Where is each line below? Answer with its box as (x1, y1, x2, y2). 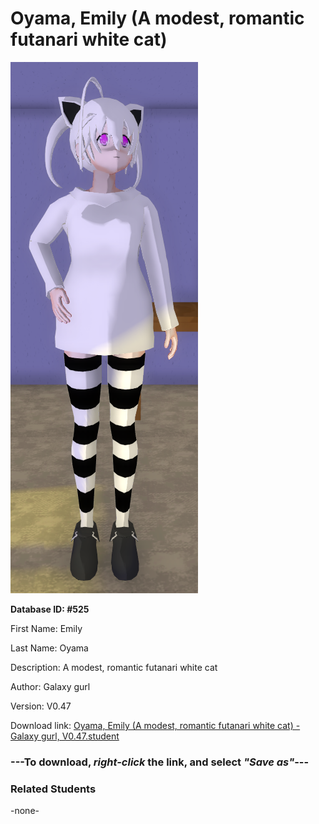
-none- (10, 805, 40, 817)
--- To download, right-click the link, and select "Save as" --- (10, 755, 310, 769)
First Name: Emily (10, 622, 83, 634)
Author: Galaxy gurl (10, 680, 91, 692)
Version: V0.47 (10, 700, 72, 712)
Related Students (10, 782, 97, 796)
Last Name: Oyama (10, 642, 89, 654)
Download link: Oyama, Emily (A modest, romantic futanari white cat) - (10, 719, 301, 731)
